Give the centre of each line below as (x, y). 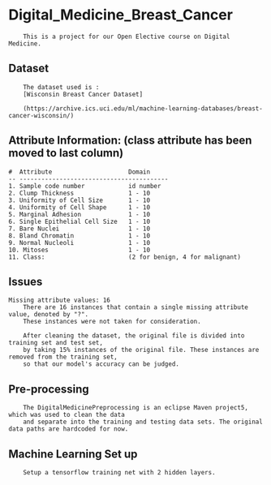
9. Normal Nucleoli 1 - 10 (80, 242)
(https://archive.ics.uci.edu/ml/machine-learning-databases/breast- (143, 108)
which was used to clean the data (67, 415)
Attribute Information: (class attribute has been (130, 141)
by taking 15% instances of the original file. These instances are (141, 350)
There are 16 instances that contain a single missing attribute (136, 307)
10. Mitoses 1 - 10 (80, 250)
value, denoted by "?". (49, 315)
